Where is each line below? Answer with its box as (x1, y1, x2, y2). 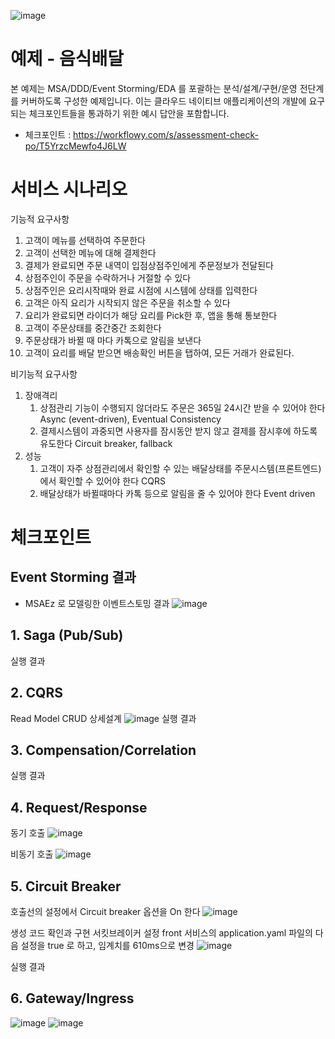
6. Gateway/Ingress (10, 990, 135, 1007)
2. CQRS (10, 685, 63, 702)
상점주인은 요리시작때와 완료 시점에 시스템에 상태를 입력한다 (24, 284, 258, 296)
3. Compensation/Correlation (10, 741, 197, 759)
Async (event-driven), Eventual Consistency (39, 413, 222, 425)
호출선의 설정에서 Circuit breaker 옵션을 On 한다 (10, 905, 201, 917)
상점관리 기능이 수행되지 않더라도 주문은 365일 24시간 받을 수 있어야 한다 (39, 401, 326, 414)
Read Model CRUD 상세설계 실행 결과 (10, 712, 197, 724)
